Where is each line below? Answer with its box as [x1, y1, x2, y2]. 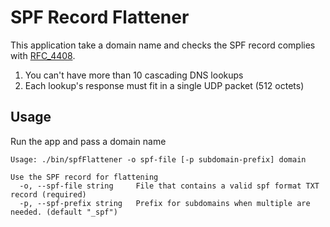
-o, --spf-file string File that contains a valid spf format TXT [19, 181, 320, 191]
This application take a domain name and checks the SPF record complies [10, 39, 316, 51]
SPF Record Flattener [10, 6, 190, 29]
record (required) [10, 189, 87, 200]
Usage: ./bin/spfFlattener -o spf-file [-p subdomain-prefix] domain [10, 154, 307, 165]
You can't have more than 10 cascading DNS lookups [24, 69, 244, 81]
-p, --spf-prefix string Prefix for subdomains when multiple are [19, 198, 311, 208]
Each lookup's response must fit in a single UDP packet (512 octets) [24, 79, 305, 91]
